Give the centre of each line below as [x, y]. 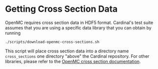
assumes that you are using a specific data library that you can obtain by [78, 27]
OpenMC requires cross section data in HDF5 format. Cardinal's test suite [79, 23]
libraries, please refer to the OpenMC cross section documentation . [73, 61]
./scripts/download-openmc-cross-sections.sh [52, 42]
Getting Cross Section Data [61, 9]
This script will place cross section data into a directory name [67, 51]
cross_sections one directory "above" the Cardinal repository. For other [77, 56]
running [13, 33]
